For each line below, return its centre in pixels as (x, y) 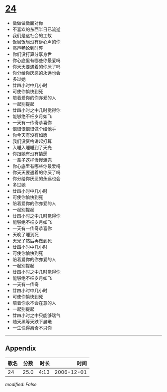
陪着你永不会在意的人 (34, 303)
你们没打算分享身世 (32, 54)
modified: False (21, 384)
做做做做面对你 (28, 23)
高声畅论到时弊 (28, 48)
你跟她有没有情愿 (30, 153)
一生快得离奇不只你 (32, 328)
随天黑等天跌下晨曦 (32, 321)
